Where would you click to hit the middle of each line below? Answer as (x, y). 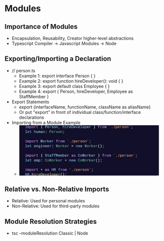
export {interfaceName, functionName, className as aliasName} (85, 107)
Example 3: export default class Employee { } (64, 86)
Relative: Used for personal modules (48, 201)
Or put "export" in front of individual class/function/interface (80, 112)
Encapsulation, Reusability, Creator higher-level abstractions (73, 38)
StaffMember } (34, 96)
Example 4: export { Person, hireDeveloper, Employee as (76, 91)
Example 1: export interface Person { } (57, 76)
